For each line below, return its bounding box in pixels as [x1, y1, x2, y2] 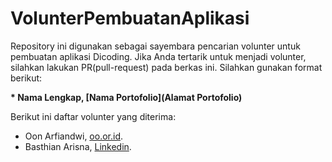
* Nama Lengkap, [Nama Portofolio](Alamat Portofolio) [10, 91, 243, 103]
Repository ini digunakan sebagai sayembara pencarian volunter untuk [10, 40, 301, 52]
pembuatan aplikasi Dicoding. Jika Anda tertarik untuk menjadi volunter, [10, 50, 307, 62]
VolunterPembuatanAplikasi [10, 7, 250, 30]
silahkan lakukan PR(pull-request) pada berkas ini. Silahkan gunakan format [10, 61, 323, 73]
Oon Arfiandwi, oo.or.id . [24, 130, 124, 142]
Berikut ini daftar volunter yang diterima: [10, 110, 177, 122]
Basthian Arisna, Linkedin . [24, 140, 132, 152]
